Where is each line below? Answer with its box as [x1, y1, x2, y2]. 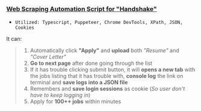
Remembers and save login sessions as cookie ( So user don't [30, 85, 185, 92]
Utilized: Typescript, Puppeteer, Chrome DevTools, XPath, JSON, [14, 20, 183, 26]
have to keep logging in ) [30, 92, 91, 99]
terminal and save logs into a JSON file [30, 79, 128, 86]
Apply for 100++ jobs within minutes [30, 98, 121, 105]
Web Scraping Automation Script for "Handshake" [6, 5, 157, 13]
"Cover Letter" [30, 53, 66, 61]
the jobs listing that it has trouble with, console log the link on [30, 73, 183, 80]
